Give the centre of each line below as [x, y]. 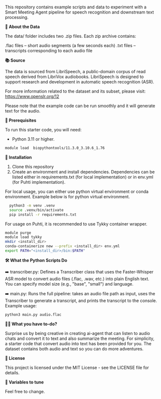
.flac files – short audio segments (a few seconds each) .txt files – [70, 45]
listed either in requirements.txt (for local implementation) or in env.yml [83, 177]
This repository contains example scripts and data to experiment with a [76, 7]
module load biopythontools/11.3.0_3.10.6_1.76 [55, 148]
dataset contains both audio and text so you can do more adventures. [74, 349]
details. [12, 372]
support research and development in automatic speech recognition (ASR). [80, 82]
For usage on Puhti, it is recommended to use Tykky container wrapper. [76, 224]
